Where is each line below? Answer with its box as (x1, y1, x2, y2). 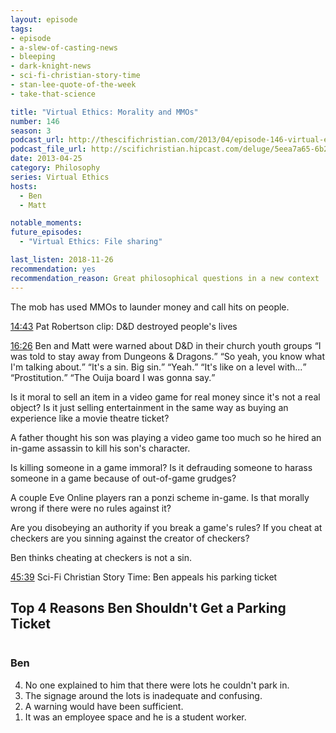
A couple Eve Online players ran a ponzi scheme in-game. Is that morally (10, 491, 310, 503)
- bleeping (10, 52, 56, 62)
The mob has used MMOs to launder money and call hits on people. (10, 301, 290, 313)
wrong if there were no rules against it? (10, 502, 172, 514)
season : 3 (10, 126, 52, 136)
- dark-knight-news (10, 61, 92, 71)
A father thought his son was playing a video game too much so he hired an (10, 431, 322, 443)
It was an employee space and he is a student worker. (24, 711, 247, 723)
